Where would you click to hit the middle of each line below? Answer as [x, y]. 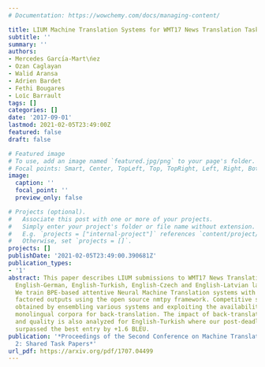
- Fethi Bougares [37, 88]
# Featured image [37, 154]
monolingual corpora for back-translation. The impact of [113, 315]
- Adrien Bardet [35, 81]
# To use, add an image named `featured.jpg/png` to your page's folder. [132, 161]
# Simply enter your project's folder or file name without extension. [132, 226]
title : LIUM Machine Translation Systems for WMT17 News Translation [125, 30]
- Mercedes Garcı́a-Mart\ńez [54, 59]
